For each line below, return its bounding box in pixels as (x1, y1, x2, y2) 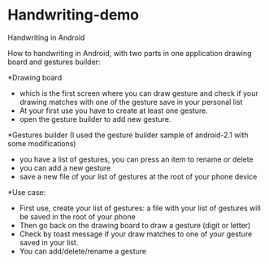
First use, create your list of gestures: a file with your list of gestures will (19, 203, 261, 213)
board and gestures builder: (7, 57, 101, 67)
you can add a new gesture (19, 162, 111, 172)
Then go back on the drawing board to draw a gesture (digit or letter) (19, 220, 251, 230)
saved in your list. (19, 237, 79, 247)
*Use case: (7, 187, 46, 197)
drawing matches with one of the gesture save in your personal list (19, 97, 243, 106)
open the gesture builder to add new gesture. (19, 114, 171, 123)
